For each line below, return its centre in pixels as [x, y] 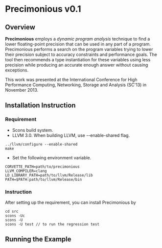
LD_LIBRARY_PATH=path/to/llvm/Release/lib [49, 175]
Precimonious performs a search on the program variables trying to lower [79, 49]
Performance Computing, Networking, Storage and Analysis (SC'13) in [76, 85]
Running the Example [38, 239]
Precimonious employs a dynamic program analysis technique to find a [78, 39]
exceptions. [17, 70]
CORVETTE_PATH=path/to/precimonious [42, 167]
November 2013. [22, 90]
